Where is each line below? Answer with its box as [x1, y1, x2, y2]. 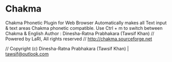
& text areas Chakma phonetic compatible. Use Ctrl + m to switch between [5, 25, 163, 31]
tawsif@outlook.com [5, 51, 49, 57]
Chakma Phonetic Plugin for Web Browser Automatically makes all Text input [5, 20, 167, 26]
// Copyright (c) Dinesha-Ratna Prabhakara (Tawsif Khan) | [5, 45, 129, 51]
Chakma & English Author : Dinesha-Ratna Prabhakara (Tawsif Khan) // [5, 30, 155, 36]
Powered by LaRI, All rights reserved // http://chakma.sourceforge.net [5, 36, 153, 42]
